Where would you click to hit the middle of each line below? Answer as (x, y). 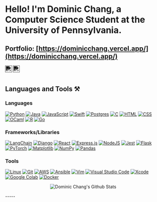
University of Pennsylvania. (63, 30)
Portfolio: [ (22, 48)
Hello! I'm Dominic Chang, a (63, 9)
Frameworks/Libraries (32, 132)
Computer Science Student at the (75, 20)
